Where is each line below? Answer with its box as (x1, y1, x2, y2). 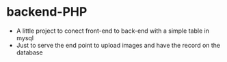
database (16, 48, 43, 57)
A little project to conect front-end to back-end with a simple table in (16, 27, 210, 35)
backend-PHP (6, 4, 88, 20)
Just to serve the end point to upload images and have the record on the (16, 41, 221, 49)
